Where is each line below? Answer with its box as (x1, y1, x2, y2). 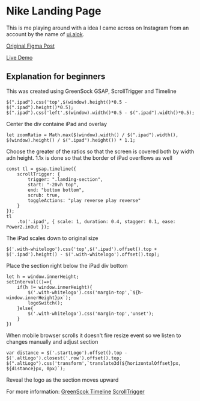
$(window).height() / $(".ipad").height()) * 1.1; (6, 137, 136, 143)
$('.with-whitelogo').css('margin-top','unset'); (28, 311, 154, 317)
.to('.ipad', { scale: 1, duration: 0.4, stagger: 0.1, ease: (17, 218, 176, 224)
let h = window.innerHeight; (6, 273, 79, 280)
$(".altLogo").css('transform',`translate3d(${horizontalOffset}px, (6, 360, 181, 366)
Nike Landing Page (6, 4, 102, 18)
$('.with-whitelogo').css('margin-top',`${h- (28, 289, 144, 295)
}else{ (17, 305, 34, 311)
